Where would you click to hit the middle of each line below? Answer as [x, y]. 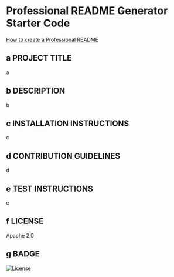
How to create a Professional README [52, 39]
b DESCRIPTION [36, 91]
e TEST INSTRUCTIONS [50, 188]
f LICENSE [25, 221]
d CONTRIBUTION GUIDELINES [63, 156]
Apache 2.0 [20, 235]
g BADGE [23, 254]
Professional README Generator [87, 11]
